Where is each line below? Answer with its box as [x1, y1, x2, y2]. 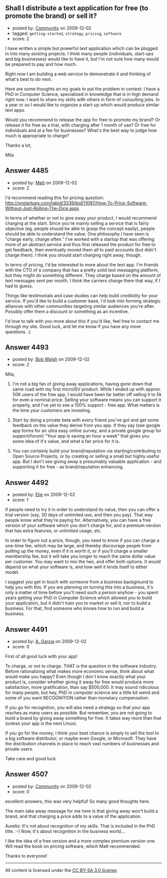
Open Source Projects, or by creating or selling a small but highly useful [12, 453, 160, 459]
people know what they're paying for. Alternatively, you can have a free [5, 517, 151, 523]
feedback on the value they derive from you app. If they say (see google [12, 423, 161, 429]
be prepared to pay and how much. [5, 61, 77, 67]
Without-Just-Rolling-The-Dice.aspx [5, 205, 80, 211]
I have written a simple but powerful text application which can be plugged [5, 45, 158, 51]
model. [5, 569, 19, 575]
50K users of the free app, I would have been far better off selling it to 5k [12, 392, 162, 398]
